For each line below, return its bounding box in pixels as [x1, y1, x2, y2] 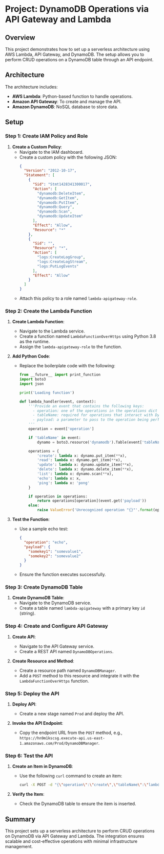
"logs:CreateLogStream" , [37, 259, 88, 264]
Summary [5, 815, 36, 823]
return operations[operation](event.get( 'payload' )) [37, 498, 146, 503]
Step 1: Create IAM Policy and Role [5, 133, 88, 140]
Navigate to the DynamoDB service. [19, 600, 92, 606]
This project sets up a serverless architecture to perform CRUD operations [5, 828, 155, 834]
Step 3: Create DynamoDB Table [5, 584, 83, 591]
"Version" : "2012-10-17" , [23, 168, 77, 173]
